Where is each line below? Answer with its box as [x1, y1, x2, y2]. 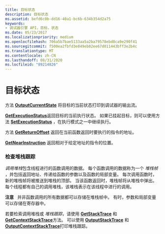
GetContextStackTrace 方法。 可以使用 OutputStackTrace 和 [5, 217, 129, 223]
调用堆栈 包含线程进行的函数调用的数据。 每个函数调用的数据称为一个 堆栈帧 [5, 166, 158, 171]
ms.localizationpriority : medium [5, 35, 74, 40]
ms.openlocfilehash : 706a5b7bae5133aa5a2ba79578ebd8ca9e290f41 [5, 39, 137, 44]
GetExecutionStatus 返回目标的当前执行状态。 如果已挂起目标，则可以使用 [5, 113, 156, 119]
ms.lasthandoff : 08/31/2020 [5, 58, 63, 63]
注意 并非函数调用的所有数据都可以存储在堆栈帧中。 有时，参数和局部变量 [5, 194, 156, 200]
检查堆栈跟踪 [5, 153, 36, 160]
